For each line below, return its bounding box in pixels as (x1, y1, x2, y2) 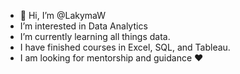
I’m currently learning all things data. (19, 31, 171, 42)
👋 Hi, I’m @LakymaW (19, 10, 107, 21)
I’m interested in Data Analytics (19, 20, 148, 32)
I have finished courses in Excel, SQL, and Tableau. (19, 41, 231, 53)
